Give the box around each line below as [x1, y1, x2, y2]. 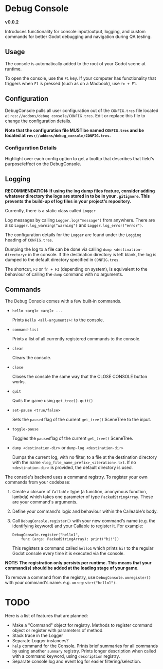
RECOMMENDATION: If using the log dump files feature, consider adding [5, 188, 155, 194]
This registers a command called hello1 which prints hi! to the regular [12, 545, 154, 551]
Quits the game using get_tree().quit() [12, 398, 93, 404]
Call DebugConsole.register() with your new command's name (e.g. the [12, 518, 156, 524]
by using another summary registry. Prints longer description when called [12, 648, 156, 654]
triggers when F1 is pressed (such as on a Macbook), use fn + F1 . [5, 80, 138, 86]
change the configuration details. [5, 118, 72, 124]
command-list [12, 327, 39, 333]
